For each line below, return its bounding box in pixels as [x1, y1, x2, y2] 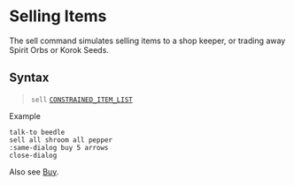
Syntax [9, 71, 50, 86]
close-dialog [9, 151, 58, 160]
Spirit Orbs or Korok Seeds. [9, 44, 109, 55]
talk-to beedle [9, 128, 66, 137]
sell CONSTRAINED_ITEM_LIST [30, 95, 133, 104]
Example [9, 110, 42, 121]
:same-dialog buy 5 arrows [9, 143, 109, 152]
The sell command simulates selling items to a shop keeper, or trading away [9, 35, 286, 46]
